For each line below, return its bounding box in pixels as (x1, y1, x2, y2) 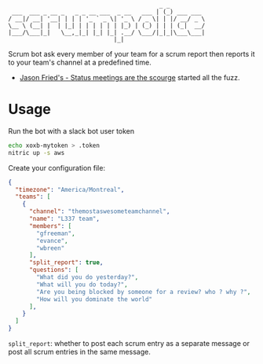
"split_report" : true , (28, 259, 104, 267)
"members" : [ (28, 222, 72, 230)
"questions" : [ (28, 266, 79, 274)
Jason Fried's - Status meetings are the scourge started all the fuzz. (19, 73, 241, 82)
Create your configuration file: (8, 163, 106, 172)
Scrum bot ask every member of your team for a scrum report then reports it (8, 50, 255, 58)
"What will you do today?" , (36, 281, 128, 289)
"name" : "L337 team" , (28, 215, 100, 223)
